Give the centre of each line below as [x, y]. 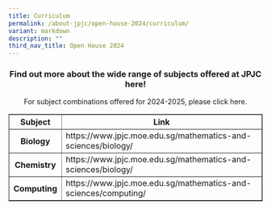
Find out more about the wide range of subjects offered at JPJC [135, 74]
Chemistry [35, 165]
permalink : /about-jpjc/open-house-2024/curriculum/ [99, 23]
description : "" [35, 38]
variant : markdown [39, 31]
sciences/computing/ [106, 193]
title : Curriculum [39, 16]
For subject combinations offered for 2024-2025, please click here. [135, 102]
